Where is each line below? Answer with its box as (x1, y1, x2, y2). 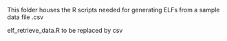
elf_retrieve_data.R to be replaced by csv (7, 27, 123, 34)
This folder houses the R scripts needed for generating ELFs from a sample (7, 6, 220, 14)
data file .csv (7, 13, 44, 21)
